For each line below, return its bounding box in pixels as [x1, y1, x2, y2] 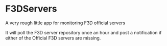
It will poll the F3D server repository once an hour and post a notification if [5, 29, 162, 35]
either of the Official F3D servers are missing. [5, 35, 101, 41]
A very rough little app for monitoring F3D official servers [5, 20, 126, 26]
